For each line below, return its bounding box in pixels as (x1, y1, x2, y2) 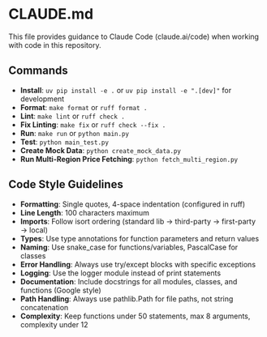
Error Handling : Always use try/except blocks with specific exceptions (19, 259, 256, 269)
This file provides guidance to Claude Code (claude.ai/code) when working (8, 32, 260, 41)
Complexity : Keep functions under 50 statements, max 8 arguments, (19, 311, 251, 321)
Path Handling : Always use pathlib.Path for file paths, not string (19, 293, 234, 304)
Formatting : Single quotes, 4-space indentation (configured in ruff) (19, 199, 246, 209)
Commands (8, 64, 69, 78)
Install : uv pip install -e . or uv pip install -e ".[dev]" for (19, 85, 232, 95)
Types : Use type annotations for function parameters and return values (19, 233, 260, 243)
